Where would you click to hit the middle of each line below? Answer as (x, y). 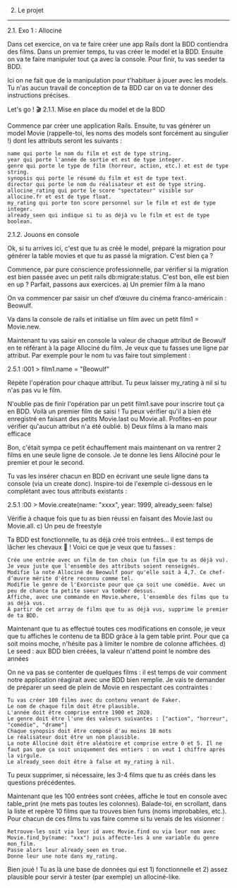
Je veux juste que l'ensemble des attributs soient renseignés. (104, 566)
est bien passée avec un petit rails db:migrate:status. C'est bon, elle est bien (118, 277)
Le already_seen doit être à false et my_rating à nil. (91, 762)
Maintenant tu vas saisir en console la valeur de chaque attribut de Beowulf (117, 340)
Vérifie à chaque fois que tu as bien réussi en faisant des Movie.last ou (110, 518)
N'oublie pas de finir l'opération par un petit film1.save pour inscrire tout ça (116, 404)
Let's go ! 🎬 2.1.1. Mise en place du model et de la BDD (86, 109)
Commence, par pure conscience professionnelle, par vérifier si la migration (118, 269)
